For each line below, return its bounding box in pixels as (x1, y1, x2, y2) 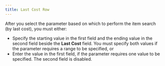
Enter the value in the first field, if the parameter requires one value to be (12, 51, 160, 57)
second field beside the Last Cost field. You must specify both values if (12, 40, 158, 46)
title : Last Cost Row (5, 7, 50, 12)
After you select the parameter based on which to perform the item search (5, 21, 156, 26)
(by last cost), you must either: (5, 25, 67, 32)
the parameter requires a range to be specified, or (12, 45, 114, 51)
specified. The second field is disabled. (12, 56, 93, 62)
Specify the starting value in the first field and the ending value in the (12, 35, 153, 41)
